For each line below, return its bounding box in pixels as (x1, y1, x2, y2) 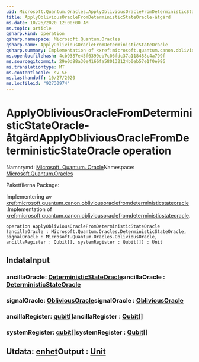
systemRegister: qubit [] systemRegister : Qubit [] (6, 328, 148, 336)
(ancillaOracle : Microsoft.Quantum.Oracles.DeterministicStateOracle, (6, 228, 187, 235)
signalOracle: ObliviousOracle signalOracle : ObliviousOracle (6, 297, 184, 305)
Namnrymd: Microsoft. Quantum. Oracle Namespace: (6, 163, 135, 171)
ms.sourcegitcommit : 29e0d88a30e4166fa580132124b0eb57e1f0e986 (6, 58, 166, 64)
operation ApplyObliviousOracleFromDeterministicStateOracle (6, 224, 161, 229)
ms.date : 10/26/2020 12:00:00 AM (6, 20, 89, 26)
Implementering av (6, 193, 52, 200)
